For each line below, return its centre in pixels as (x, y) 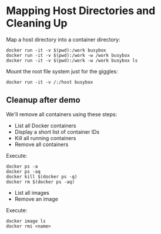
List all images (32, 192)
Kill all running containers (45, 138)
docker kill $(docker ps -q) (42, 177)
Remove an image (36, 199)
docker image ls (26, 221)
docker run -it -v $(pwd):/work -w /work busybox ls (72, 60)
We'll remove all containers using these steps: (62, 114)
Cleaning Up (37, 23)
